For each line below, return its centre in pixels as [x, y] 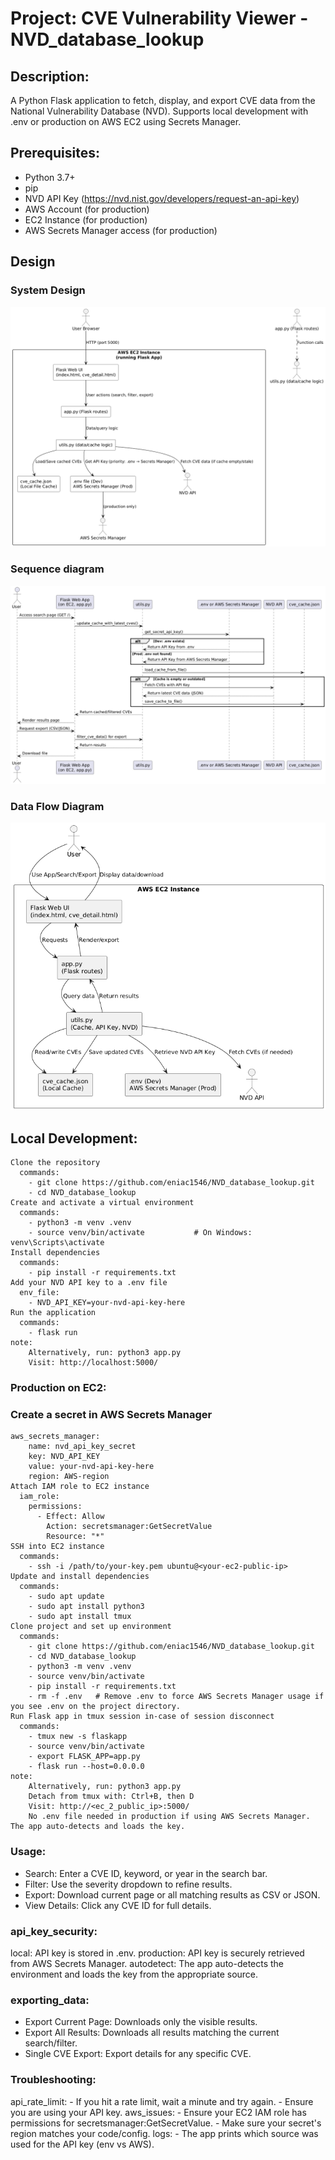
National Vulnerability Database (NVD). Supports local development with [159, 111]
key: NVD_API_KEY [64, 1457]
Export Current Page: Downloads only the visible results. [141, 2022]
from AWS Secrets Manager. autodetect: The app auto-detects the [147, 1964]
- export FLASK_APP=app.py [84, 1757]
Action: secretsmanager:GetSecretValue [129, 1527]
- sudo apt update [66, 1597]
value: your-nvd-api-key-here [91, 1467]
